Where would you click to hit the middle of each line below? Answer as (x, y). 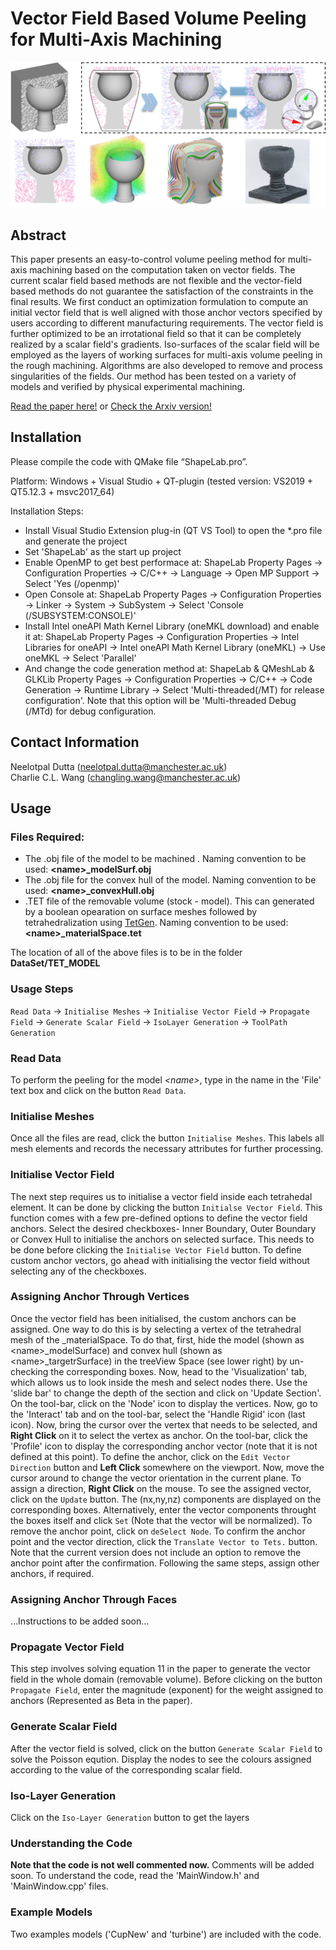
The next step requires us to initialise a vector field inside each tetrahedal (161, 1196)
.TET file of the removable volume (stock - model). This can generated (169, 901)
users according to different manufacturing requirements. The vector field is (167, 323)
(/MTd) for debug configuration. (90, 711)
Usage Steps (42, 989)
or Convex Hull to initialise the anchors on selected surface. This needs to (162, 1239)
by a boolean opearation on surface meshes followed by (141, 912)
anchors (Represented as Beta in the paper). (101, 1701)
